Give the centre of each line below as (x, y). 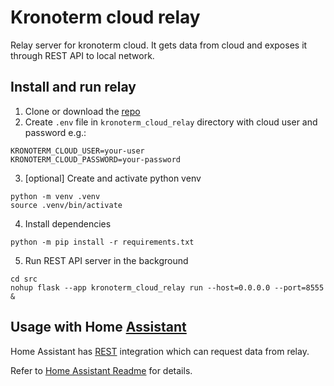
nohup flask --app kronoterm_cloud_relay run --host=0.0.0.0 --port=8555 (167, 287)
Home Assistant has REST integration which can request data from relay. (160, 351)
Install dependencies (68, 223)
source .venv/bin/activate (66, 205)
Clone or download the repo (82, 111)
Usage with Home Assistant (98, 327)
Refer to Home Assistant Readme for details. (101, 370)
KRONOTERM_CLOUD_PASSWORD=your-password (96, 159)
